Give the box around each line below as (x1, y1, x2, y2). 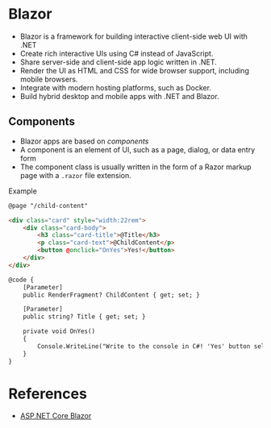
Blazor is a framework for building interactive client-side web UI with (19, 31, 248, 41)
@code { (8, 276, 35, 284)
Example (8, 186, 38, 196)
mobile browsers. (19, 74, 78, 84)
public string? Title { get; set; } (23, 313, 147, 321)
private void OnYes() (23, 327, 95, 335)
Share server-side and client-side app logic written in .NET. (19, 57, 218, 67)
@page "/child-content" (8, 202, 89, 210)
